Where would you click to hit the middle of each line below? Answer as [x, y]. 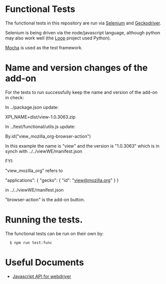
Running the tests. [44, 220]
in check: [14, 97]
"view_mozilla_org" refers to [34, 170]
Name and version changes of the [77, 68]
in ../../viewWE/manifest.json [34, 190]
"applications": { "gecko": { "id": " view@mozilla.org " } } [62, 180]
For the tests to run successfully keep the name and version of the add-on [82, 92]
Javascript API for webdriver [42, 276]
